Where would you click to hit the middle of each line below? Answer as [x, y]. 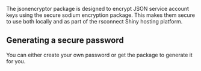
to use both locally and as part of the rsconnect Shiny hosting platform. [94, 21]
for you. [16, 61]
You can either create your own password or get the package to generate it [99, 55]
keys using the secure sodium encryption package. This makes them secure [101, 15]
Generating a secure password [65, 41]
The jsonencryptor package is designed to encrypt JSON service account [98, 9]
